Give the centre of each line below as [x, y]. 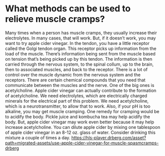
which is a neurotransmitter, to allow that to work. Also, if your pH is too [78, 106]
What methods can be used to [68, 9]
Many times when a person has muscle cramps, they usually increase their [81, 33]
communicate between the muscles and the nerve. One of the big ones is [80, 85]
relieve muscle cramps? [55, 19]
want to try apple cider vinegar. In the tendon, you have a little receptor [77, 43]
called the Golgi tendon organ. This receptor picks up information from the [81, 48]
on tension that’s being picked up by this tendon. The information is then [79, 59]
